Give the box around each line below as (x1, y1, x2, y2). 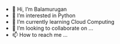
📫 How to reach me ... (11, 32, 68, 38)
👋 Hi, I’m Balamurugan (11, 6, 67, 12)
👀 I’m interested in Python (11, 12, 76, 19)
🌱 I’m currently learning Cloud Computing (11, 18, 115, 25)
